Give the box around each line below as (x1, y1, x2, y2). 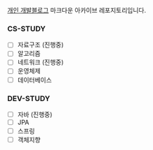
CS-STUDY (7, 24, 46, 33)
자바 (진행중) (17, 110, 53, 119)
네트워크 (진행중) (17, 58, 65, 66)
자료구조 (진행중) (17, 40, 65, 49)
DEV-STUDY (7, 93, 51, 103)
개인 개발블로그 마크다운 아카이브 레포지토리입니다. (7, 6, 147, 14)
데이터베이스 (17, 75, 53, 84)
